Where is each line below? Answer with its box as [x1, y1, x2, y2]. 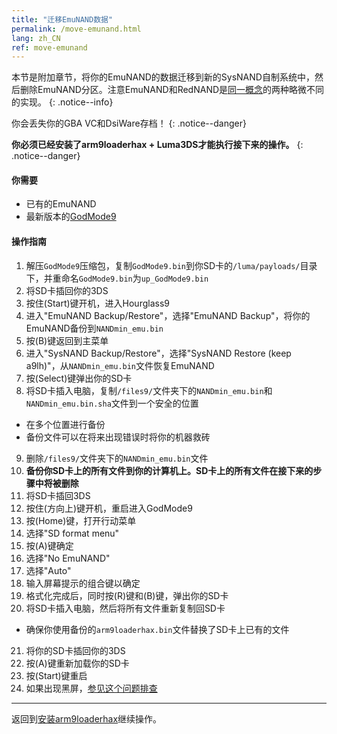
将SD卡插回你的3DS [25, 284, 109, 296]
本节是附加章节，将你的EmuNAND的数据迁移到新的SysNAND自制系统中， [11, 71, 315, 83]
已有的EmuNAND [25, 198, 97, 210]
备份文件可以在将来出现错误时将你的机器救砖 [25, 431, 211, 443]
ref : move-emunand [11, 42, 88, 53]
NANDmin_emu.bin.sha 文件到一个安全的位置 [25, 397, 199, 409]
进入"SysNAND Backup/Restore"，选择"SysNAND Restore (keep [25, 347, 292, 359]
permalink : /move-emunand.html [11, 24, 142, 34]
